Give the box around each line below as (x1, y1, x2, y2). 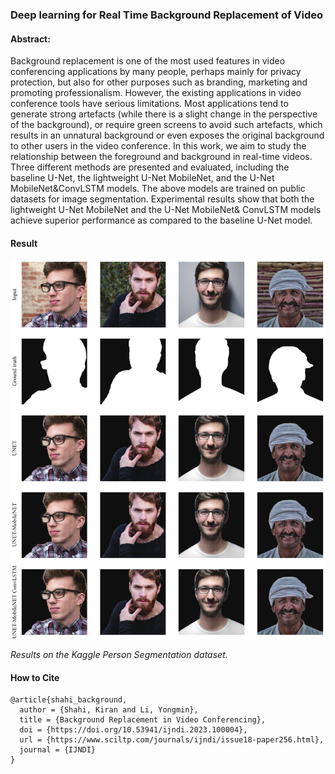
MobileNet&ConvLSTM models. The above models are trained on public (10, 183, 306, 195)
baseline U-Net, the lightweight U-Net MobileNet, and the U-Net (10, 172, 275, 184)
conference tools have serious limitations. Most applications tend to (10, 98, 289, 110)
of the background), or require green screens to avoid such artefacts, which (10, 119, 323, 131)
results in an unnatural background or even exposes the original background (10, 129, 325, 142)
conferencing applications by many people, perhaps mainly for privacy (10, 66, 302, 78)
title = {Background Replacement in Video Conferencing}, (19, 715, 267, 725)
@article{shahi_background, (10, 695, 128, 705)
